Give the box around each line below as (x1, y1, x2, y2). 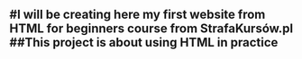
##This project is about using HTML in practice (9, 35, 279, 50)
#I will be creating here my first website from (9, 7, 266, 22)
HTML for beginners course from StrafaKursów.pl (9, 21, 294, 37)
